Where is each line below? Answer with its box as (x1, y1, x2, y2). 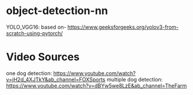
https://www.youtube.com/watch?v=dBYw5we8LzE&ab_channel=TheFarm (6, 82, 187, 89)
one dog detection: (6, 69, 52, 77)
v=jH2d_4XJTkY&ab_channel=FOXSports (6, 76, 106, 83)
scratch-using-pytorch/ (6, 29, 63, 36)
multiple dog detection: (107, 76, 163, 83)
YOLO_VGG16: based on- (6, 23, 66, 30)
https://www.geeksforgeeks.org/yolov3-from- (67, 23, 179, 30)
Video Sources (6, 50, 80, 64)
